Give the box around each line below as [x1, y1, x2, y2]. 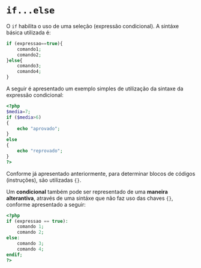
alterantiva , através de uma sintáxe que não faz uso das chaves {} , [6, 195, 173, 202]
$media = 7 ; [6, 108, 31, 114]
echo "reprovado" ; [17, 148, 63, 154]
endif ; [6, 252, 23, 258]
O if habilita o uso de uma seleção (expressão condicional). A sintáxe [6, 22, 179, 30]
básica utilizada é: [6, 29, 51, 36]
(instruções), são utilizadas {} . [6, 176, 82, 184]
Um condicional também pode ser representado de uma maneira [6, 188, 168, 195]
